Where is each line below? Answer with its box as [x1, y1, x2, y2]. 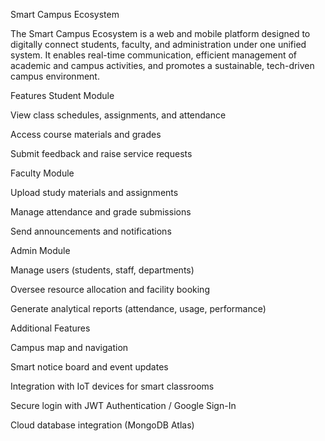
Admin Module [10, 245, 71, 256]
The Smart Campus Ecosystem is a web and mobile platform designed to [10, 28, 311, 39]
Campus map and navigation [10, 342, 129, 353]
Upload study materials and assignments [10, 187, 179, 198]
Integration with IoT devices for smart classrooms [10, 380, 215, 392]
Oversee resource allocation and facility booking [10, 284, 210, 295]
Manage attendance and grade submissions [10, 206, 192, 218]
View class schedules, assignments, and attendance [10, 109, 227, 121]
